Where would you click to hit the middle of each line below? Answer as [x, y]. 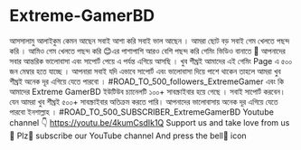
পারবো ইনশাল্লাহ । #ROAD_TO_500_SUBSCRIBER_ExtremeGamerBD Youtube [141, 112]
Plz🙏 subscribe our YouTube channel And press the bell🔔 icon [132, 136]
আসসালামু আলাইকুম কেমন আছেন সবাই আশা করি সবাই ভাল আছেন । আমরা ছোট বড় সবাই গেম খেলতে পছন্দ [150, 41]
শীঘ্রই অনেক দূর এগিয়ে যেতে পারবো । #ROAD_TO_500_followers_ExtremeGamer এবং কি [147, 81]
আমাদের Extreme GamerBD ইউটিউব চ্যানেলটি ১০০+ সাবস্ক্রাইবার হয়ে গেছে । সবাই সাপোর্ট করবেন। [148, 91]
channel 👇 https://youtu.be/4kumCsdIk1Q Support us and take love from [144, 122]
